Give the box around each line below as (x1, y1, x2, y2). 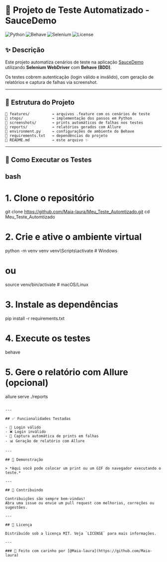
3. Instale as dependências (5, 299, 118, 310)
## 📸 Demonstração (5, 457, 43, 462)
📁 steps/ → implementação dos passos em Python (5, 116, 133, 121)
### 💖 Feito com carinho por (5, 548, 66, 553)
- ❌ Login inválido (5, 429, 46, 434)
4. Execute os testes (5, 333, 90, 344)
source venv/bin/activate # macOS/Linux (5, 281, 88, 287)
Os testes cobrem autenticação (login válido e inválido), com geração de (5, 74, 154, 80)
